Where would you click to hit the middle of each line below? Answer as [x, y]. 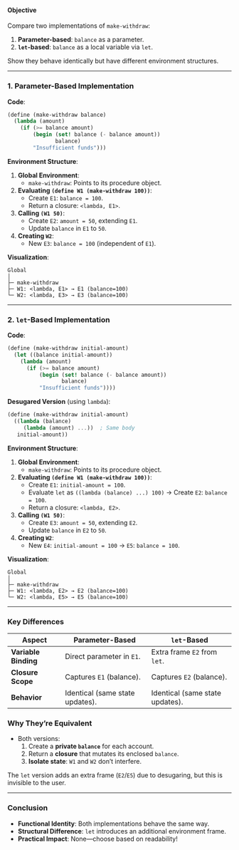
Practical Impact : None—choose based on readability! [97, 839]
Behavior [27, 697]
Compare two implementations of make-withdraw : [79, 26]
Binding [24, 660]
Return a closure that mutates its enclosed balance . [103, 754]
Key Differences [36, 621]
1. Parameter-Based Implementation [71, 86]
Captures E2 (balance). [189, 677]
